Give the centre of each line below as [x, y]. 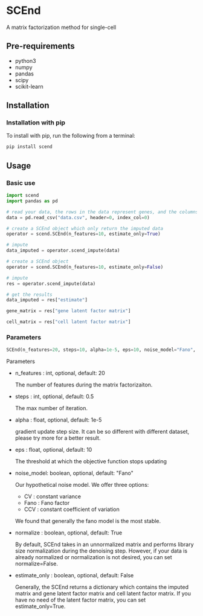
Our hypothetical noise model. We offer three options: [82, 485]
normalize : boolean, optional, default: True [69, 533]
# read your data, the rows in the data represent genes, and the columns [102, 212]
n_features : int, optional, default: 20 [60, 373]
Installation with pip [36, 123]
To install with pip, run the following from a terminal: [71, 136]
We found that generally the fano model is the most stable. [88, 521]
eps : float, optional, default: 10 [53, 450]
